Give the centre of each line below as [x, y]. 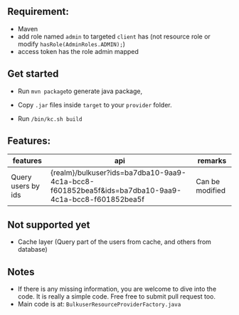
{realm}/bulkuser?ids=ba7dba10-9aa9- [118, 173]
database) [32, 250]
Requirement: [38, 12]
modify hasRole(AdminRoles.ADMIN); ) [71, 44]
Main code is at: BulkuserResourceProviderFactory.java [99, 304]
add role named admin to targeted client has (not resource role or [114, 36]
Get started [33, 74]
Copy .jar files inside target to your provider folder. [95, 105]
